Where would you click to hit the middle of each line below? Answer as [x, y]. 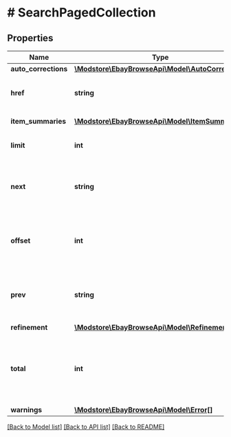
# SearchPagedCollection [81, 13]
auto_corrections [39, 69]
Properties [30, 38]
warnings [26, 410]
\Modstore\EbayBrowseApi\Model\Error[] [144, 410]
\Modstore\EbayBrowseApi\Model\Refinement [152, 327]
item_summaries [38, 121]
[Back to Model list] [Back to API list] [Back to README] [86, 427]
